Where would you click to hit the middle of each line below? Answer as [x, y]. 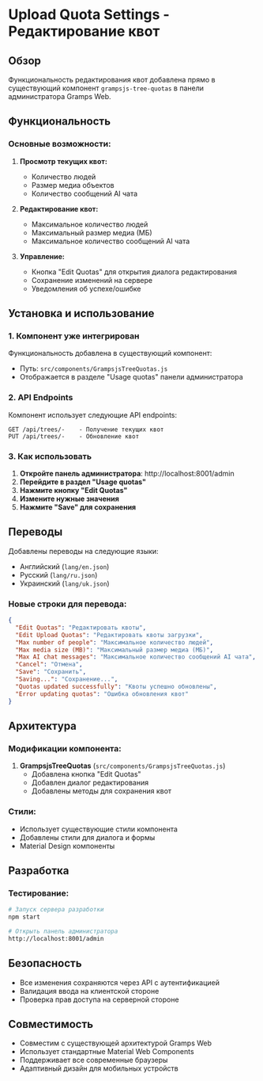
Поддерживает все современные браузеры [94, 1060]
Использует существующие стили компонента [98, 829]
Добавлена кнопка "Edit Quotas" [86, 774]
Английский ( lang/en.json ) [64, 566]
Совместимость [51, 1024]
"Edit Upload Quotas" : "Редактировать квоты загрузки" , [109, 635]
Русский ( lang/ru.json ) [58, 575]
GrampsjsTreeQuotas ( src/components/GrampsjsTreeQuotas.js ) [122, 766]
